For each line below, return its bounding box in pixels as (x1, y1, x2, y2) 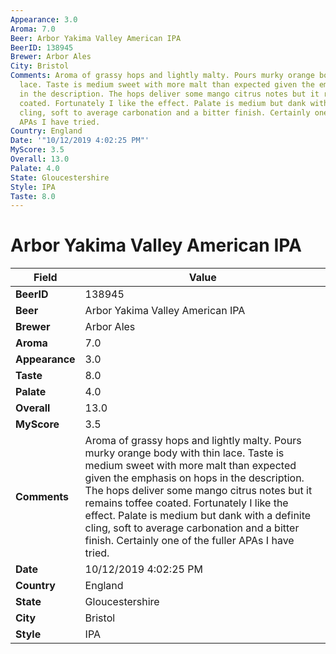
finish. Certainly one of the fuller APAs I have (84, 534, 295, 548)
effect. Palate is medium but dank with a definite (84, 509, 312, 523)
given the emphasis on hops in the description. (84, 471, 305, 485)
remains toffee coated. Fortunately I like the (84, 496, 289, 510)
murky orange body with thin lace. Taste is (84, 446, 285, 460)
